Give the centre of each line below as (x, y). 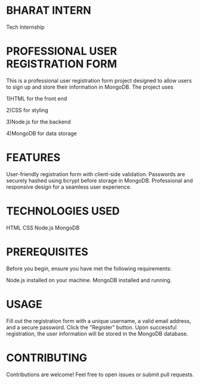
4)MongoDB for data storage (42, 133)
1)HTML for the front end (37, 98)
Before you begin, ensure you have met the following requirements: (89, 268)
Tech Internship (25, 27)
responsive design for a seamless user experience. (69, 187)
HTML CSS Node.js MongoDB (43, 228)
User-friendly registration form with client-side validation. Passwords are (96, 174)
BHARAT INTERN (49, 10)
